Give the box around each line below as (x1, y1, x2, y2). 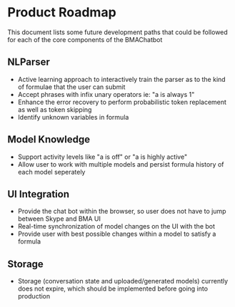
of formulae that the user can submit (17, 83, 126, 91)
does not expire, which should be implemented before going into (17, 284, 209, 293)
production (17, 292, 51, 301)
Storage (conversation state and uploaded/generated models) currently (17, 277, 229, 286)
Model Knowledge (7, 133, 91, 146)
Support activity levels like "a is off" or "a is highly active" (17, 152, 188, 161)
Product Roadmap (7, 4, 116, 21)
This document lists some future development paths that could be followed (7, 28, 229, 36)
